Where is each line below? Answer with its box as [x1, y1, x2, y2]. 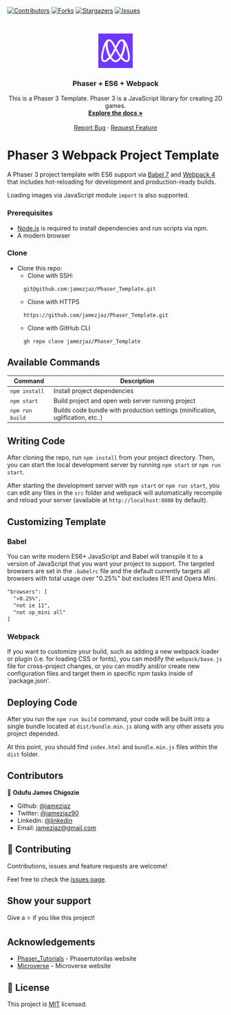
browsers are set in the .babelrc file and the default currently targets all [7, 566, 210, 575]
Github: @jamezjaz [16, 802, 71, 810]
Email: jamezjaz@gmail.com [16, 823, 96, 832]
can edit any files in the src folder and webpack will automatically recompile [7, 489, 222, 497]
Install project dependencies [53, 387, 134, 395]
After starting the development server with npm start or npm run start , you [7, 482, 220, 490]
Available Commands [7, 356, 100, 368]
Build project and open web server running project [53, 396, 196, 405]
